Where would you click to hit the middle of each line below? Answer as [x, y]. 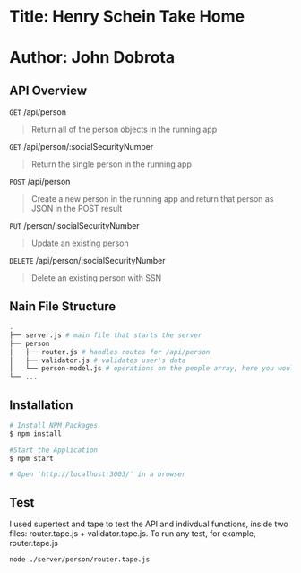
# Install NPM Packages [54, 425]
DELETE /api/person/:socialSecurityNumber [87, 261]
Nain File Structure [63, 306]
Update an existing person [80, 243]
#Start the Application [54, 450]
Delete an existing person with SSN [96, 278]
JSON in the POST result [77, 209]
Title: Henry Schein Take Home [127, 17]
